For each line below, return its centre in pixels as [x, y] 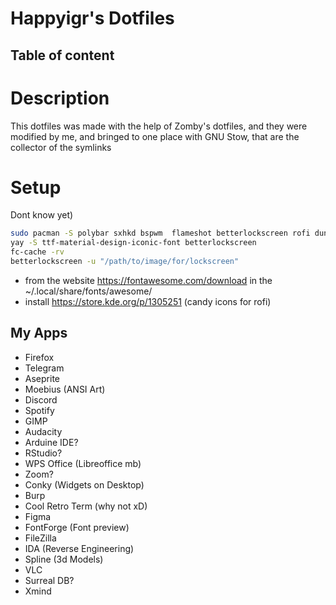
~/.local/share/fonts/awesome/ [88, 291]
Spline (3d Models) [64, 559]
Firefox [39, 357]
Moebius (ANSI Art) [65, 389]
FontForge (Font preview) [77, 527]
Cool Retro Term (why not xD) [86, 506]
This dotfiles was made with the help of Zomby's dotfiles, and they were [159, 126]
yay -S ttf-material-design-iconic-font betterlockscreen [133, 243]
